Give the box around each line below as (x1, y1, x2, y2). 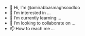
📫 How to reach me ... (9, 26, 55, 31)
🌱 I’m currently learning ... (9, 15, 62, 20)
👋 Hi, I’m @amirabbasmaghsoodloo (9, 5, 80, 10)
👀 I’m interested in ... (9, 10, 51, 16)
